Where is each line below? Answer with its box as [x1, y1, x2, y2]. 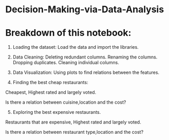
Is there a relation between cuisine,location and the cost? [5, 99, 126, 106]
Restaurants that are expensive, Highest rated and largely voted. [5, 119, 141, 125]
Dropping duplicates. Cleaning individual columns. [12, 59, 120, 66]
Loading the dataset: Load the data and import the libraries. [12, 44, 139, 50]
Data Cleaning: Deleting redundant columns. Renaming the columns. [12, 54, 158, 60]
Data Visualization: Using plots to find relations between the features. [12, 69, 160, 75]
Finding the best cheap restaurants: [12, 79, 88, 86]
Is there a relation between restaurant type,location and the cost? [5, 129, 144, 135]
